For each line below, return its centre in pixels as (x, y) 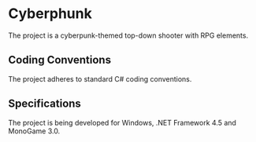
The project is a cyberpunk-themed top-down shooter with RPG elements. (128, 35)
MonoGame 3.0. (34, 131)
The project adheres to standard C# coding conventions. (100, 78)
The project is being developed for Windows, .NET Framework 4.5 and (122, 122)
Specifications (45, 104)
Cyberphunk (50, 14)
